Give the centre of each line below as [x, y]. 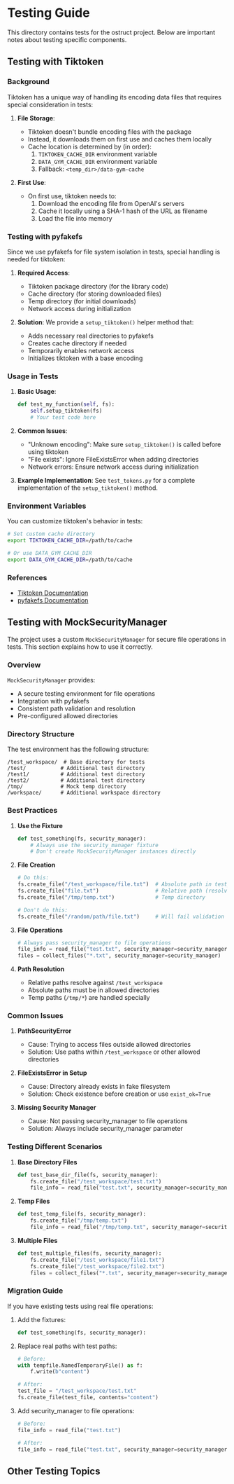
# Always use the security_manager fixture [94, 845]
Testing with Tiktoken [56, 62]
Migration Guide [35, 1291]
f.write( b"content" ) [60, 1372]
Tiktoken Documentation [53, 593]
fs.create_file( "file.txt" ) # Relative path [110, 891]
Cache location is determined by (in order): [89, 146]
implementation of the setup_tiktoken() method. [88, 488]
